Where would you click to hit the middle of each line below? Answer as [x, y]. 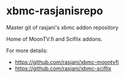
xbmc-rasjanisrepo [55, 11]
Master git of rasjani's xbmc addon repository [62, 27]
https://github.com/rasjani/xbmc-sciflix [63, 68]
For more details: [27, 50]
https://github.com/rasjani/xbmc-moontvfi [67, 62]
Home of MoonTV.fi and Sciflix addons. [54, 39]
